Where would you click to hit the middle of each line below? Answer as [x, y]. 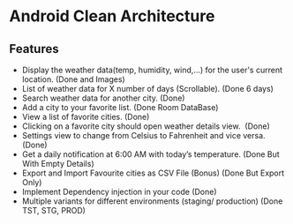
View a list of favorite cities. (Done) [86, 117]
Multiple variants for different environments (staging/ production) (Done [152, 201]
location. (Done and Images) [73, 79]
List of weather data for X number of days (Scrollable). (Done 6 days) [147, 89]
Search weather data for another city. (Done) [103, 98]
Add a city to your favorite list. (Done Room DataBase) [120, 107]
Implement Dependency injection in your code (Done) [120, 192]
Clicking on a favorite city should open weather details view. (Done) [146, 126]
